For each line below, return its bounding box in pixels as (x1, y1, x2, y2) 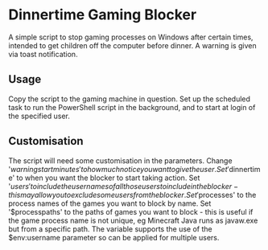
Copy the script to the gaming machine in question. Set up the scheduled (8, 94, 251, 104)
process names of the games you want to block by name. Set (8, 199, 212, 208)
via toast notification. (8, 49, 78, 59)
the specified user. (8, 111, 70, 121)
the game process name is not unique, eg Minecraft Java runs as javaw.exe (8, 215, 258, 225)
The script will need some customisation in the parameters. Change (8, 155, 233, 166)
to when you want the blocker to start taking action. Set (16, 173, 200, 182)
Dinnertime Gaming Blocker (8, 6, 197, 24)
